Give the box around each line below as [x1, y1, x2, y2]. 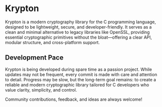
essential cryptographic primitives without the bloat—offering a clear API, [5, 34, 152, 40]
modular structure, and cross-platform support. [5, 39, 100, 45]
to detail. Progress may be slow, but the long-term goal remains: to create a [5, 76, 157, 82]
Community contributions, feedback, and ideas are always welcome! [5, 96, 143, 102]
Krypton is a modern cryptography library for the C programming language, [5, 19, 156, 25]
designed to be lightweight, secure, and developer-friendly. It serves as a [5, 24, 152, 30]
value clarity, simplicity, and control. [5, 87, 77, 92]
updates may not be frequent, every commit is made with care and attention [5, 71, 157, 77]
